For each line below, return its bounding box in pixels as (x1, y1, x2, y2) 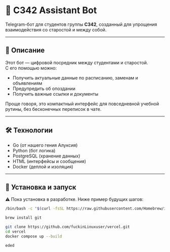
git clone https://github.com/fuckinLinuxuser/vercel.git (5, 225, 130, 230)
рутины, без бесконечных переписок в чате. (5, 106, 102, 112)
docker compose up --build (5, 234, 62, 239)
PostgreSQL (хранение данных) (12, 153, 80, 159)
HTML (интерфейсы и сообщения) (12, 158, 87, 164)
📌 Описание (5, 46, 45, 55)
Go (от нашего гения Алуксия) (12, 142, 78, 148)
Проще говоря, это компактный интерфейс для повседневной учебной (5, 101, 159, 107)
